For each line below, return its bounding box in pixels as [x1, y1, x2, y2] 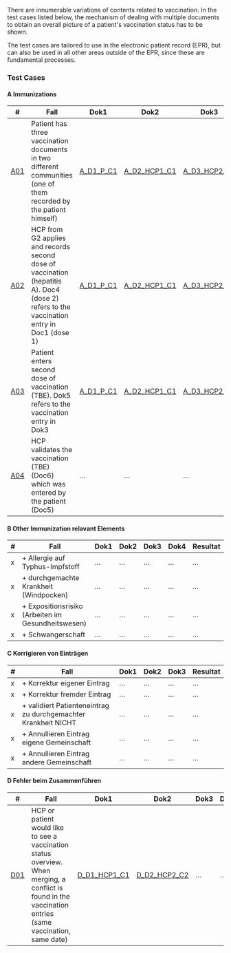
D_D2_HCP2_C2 [136, 870, 189, 879]
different [30, 162, 59, 171]
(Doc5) [30, 505, 54, 515]
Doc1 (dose [30, 328, 70, 338]
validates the [30, 445, 73, 455]
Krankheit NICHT [21, 718, 77, 727]
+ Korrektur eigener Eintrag [21, 678, 110, 687]
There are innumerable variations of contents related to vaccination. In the [7, 6, 217, 14]
